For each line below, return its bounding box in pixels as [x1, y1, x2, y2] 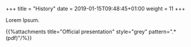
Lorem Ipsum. [5, 17, 40, 23]
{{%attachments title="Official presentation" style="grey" [5, 28, 148, 35]
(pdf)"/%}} [5, 35, 32, 41]
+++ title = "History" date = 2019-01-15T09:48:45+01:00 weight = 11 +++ [5, 5, 186, 12]
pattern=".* [148, 28, 177, 35]
